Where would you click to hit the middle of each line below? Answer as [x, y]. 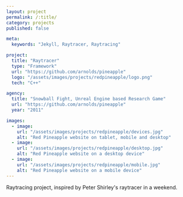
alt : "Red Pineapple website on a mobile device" [80, 170]
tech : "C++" [26, 83]
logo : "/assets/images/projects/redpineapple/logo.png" [82, 77]
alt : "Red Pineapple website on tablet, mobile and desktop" [94, 137]
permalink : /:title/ [32, 17]
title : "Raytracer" [36, 61]
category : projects [30, 23]
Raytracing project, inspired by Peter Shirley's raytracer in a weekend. [92, 187]
